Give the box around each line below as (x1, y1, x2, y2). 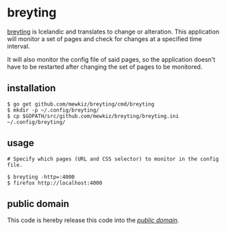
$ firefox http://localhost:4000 (7, 180, 103, 186)
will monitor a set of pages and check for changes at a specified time (7, 34, 202, 42)
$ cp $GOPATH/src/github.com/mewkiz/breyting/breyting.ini (7, 112, 179, 119)
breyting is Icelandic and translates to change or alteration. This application (7, 27, 220, 36)
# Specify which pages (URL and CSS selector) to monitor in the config (7, 156, 219, 162)
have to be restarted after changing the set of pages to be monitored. (7, 62, 203, 71)
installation (7, 82, 56, 94)
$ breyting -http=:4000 (7, 173, 75, 180)
